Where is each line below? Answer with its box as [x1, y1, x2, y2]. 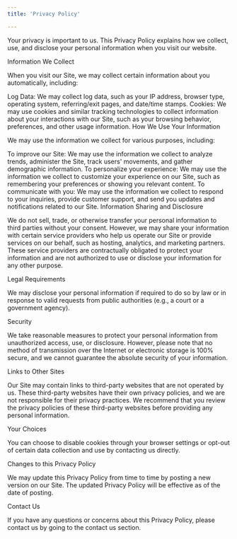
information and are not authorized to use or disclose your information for [7, 253, 221, 262]
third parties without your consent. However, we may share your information [7, 224, 229, 232]
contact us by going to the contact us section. [7, 523, 141, 531]
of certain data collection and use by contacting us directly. [7, 446, 180, 454]
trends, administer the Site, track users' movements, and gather [7, 157, 193, 166]
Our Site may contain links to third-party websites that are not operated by [7, 381, 224, 389]
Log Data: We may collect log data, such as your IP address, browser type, [7, 92, 225, 100]
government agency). [7, 303, 71, 312]
